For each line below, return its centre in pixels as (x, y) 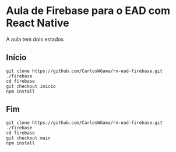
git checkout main (28, 138)
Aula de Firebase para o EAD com (88, 11)
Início (16, 57)
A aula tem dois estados (35, 39)
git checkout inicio (31, 86)
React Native (38, 23)
